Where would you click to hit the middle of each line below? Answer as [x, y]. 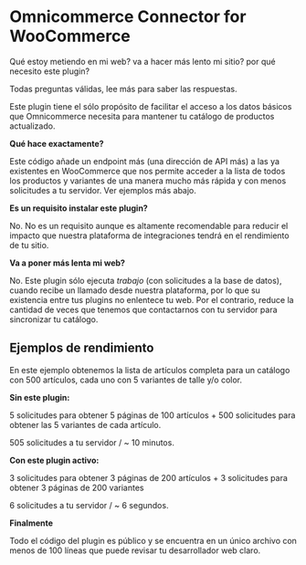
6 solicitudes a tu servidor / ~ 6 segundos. [89, 505]
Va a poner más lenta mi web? [68, 263]
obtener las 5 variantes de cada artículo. [85, 424]
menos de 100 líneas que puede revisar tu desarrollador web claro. [135, 550]
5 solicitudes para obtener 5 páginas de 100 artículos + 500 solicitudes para [153, 415]
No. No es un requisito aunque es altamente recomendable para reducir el [149, 225]
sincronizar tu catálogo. [54, 319]
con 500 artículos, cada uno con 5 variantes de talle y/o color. [126, 380]
